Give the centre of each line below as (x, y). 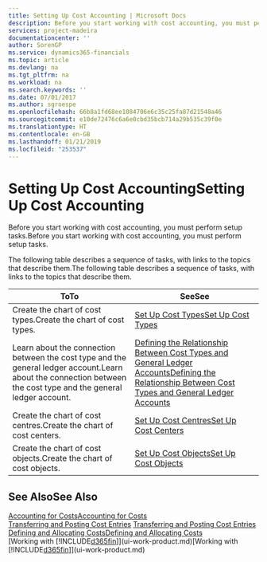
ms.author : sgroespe (43, 104)
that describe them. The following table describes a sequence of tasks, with (132, 269)
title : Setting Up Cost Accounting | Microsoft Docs (97, 16)
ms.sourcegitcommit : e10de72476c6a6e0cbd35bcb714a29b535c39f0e (115, 120)
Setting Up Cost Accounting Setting (126, 189)
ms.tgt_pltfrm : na (39, 75)
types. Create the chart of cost (68, 320)
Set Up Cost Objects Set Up (185, 454)
